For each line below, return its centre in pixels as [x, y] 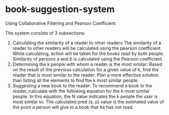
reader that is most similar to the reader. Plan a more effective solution [86, 75]
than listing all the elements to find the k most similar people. [75, 80]
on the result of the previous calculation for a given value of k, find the [86, 70]
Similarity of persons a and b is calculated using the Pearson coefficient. [88, 59]
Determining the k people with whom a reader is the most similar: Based [87, 64]
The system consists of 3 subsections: [45, 33]
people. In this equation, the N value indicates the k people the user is [85, 96]
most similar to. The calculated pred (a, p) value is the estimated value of [88, 101]
